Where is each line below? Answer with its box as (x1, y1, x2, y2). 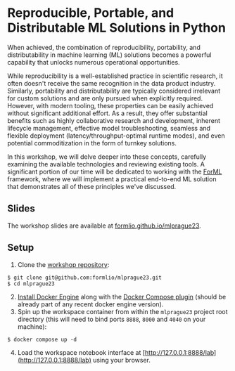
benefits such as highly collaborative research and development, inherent (7, 116, 220, 124)
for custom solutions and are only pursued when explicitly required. (7, 93, 203, 103)
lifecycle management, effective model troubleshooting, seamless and (7, 124, 211, 132)
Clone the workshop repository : (17, 260, 110, 268)
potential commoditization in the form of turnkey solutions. (7, 138, 177, 147)
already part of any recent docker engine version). (17, 300, 164, 308)
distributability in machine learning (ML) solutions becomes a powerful (7, 51, 212, 59)
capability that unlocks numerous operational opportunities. (7, 58, 181, 66)
